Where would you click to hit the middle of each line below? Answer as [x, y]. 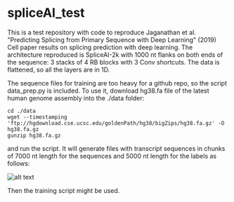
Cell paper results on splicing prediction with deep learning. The [100, 47]
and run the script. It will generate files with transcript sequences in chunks [116, 148]
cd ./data [22, 111]
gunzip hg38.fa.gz [34, 135]
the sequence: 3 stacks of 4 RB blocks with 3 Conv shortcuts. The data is [113, 62]
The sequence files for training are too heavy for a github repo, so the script [117, 83]
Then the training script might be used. [64, 190]
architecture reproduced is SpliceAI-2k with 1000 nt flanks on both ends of [115, 55]
